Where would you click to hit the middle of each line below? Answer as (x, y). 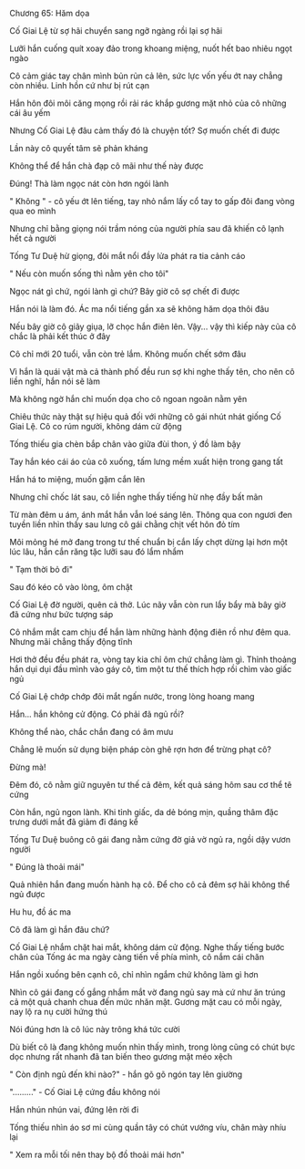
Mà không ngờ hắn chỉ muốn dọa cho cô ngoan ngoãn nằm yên (128, 399)
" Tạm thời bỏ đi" (41, 569)
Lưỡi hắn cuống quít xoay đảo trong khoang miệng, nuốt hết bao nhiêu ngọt (151, 48)
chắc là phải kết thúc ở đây (60, 336)
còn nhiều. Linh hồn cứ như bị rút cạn (80, 85)
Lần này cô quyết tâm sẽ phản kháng (79, 148)
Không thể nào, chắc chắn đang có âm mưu (91, 732)
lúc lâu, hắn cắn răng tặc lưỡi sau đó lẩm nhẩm (97, 552)
